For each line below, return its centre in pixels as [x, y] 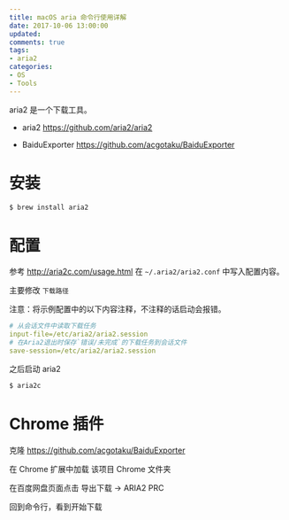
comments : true [37, 42]
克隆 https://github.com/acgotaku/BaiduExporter [97, 450]
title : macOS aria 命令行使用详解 [68, 17]
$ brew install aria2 [49, 207]
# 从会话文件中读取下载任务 [53, 326]
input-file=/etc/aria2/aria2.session [79, 334]
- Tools [23, 83]
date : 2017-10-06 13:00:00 [59, 26]
